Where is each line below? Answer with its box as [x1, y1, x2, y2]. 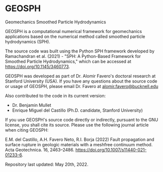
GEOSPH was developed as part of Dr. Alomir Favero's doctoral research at [5, 73, 156, 79]
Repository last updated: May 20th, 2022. [5, 161, 89, 167]
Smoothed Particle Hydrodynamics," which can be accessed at [5, 58, 131, 64]
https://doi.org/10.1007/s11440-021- [75, 147, 147, 153]
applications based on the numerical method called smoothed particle [5, 34, 145, 39]
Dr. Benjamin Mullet [12, 102, 52, 108]
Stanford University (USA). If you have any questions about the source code [5, 78, 157, 84]
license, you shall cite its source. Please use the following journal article [5, 122, 149, 128]
